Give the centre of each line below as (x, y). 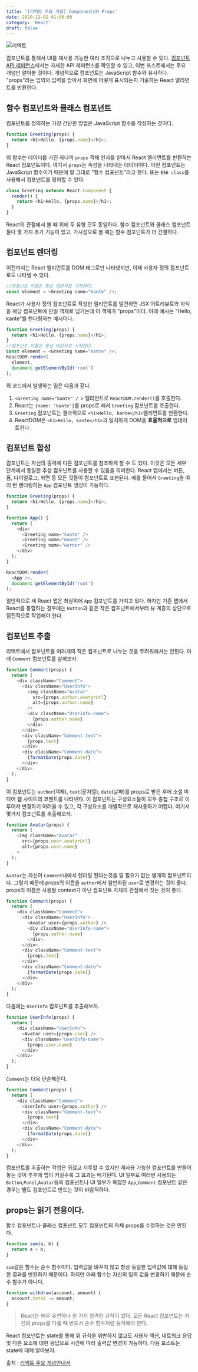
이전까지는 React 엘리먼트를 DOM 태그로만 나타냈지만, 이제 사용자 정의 (88, 267)
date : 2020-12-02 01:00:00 (39, 17)
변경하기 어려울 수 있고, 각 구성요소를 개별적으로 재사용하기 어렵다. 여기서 (106, 806)
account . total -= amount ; (43, 1298)
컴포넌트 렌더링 (32, 252)
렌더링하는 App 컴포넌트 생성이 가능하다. (64, 485)
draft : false (22, 28)
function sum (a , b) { (33, 1244)
